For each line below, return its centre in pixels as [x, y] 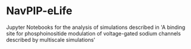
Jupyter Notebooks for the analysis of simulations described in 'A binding [96, 27]
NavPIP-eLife [39, 11]
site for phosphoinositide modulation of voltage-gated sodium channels [93, 33]
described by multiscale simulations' [51, 40]
